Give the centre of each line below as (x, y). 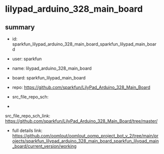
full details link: (27, 130)
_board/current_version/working (44, 146)
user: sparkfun (27, 59)
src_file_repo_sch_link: (28, 116)
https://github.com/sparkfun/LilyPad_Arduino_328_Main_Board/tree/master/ (81, 121)
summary (20, 27)
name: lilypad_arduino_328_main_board (52, 68)
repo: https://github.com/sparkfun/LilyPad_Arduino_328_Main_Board (81, 87)
